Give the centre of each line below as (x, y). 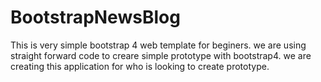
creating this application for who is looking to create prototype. (140, 66)
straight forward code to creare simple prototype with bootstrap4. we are (161, 55)
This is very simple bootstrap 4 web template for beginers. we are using (158, 45)
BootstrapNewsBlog (95, 17)
